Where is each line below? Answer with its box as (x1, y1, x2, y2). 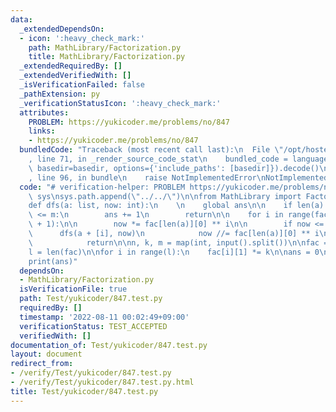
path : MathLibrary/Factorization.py (28, 42, 182, 53)
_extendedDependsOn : (19, 24, 105, 34)
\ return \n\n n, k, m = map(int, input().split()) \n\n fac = (28, 237, 329, 248)
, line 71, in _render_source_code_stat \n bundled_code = (28, 154, 288, 164)
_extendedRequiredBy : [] (19, 61, 123, 71)
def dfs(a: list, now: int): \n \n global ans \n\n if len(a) (28, 201, 325, 211)
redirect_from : (10, 359, 74, 369)
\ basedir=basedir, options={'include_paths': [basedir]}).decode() (28, 163, 320, 173)
